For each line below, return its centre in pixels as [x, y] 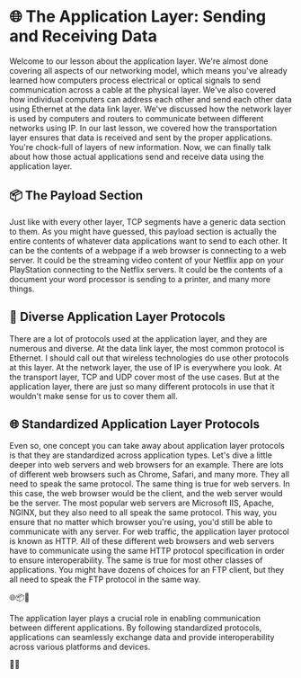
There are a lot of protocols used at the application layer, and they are [138, 338]
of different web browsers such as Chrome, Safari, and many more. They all [150, 475]
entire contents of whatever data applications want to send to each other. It [148, 241]
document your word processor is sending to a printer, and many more [140, 279]
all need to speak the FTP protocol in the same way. [105, 580]
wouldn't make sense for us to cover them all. [93, 396]
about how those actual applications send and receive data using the [137, 156]
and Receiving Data [83, 36]
